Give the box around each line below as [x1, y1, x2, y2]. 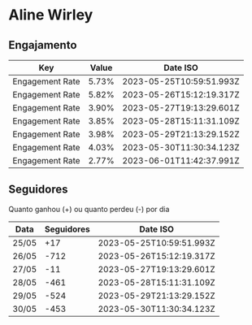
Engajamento [8, 38, 77, 52]
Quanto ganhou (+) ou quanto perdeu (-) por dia [8, 204, 170, 214]
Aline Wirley [8, 6, 93, 24]
